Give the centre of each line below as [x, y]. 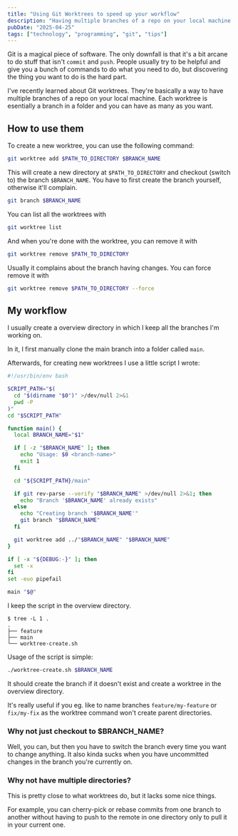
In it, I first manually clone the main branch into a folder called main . [106, 349]
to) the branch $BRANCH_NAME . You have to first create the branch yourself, [114, 180]
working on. [25, 336]
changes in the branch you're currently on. [70, 762]
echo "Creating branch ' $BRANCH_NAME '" [79, 514]
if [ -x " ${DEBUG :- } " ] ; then [52, 559]
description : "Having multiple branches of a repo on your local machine [119, 21]
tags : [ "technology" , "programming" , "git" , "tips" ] [87, 34]
